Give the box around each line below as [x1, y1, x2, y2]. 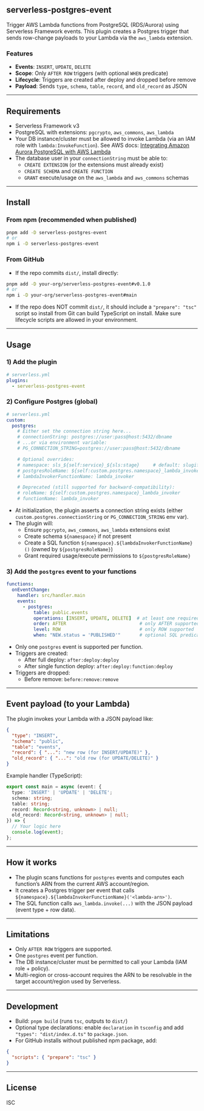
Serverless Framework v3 [15, 122, 80, 129]
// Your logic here [12, 823, 61, 830]
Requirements [6, 106, 61, 116]
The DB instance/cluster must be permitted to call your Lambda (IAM [15, 959, 188, 966]
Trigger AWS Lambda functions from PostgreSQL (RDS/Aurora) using [6, 21, 179, 28]
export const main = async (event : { [6, 784, 102, 790]
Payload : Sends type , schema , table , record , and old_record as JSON [15, 82, 187, 90]
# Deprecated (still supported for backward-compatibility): [17, 484, 175, 490]
